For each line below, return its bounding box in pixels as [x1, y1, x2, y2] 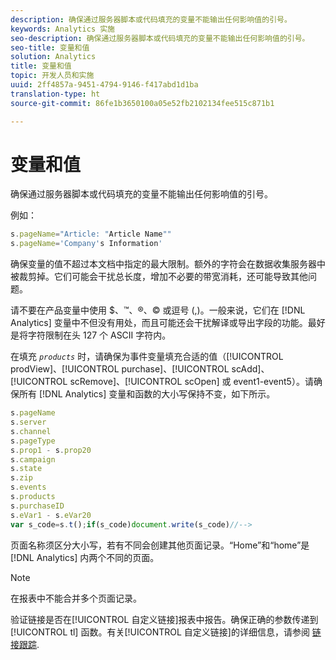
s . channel [10, 426, 52, 436]
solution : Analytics [10, 52, 97, 62]
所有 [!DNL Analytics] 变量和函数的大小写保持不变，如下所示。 [18, 388, 276, 400]
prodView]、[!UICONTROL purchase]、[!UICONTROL [10, 363, 230, 375]
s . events [10, 482, 47, 493]
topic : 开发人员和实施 [10, 71, 95, 81]
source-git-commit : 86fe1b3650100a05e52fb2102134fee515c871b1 [10, 98, 275, 108]
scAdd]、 [231, 363, 270, 375]
